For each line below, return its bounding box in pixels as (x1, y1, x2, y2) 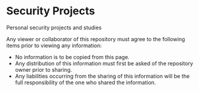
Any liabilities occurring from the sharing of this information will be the (14, 72, 190, 79)
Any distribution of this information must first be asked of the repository (14, 60, 194, 67)
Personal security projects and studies (6, 24, 102, 31)
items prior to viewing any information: (6, 42, 102, 49)
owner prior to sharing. (14, 66, 72, 73)
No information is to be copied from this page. (14, 53, 130, 60)
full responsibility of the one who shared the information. (14, 79, 156, 86)
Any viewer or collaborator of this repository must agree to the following (6, 35, 185, 42)
